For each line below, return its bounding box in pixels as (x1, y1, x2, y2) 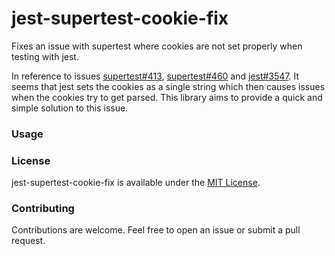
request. (11, 235, 46, 247)
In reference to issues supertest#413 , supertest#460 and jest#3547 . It (11, 70, 300, 82)
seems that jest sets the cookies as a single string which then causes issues (11, 80, 326, 92)
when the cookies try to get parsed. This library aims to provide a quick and (11, 91, 323, 103)
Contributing (11, 202, 75, 216)
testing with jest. (11, 50, 79, 62)
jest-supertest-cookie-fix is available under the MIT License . (11, 177, 261, 189)
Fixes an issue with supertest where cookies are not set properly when (11, 40, 303, 52)
